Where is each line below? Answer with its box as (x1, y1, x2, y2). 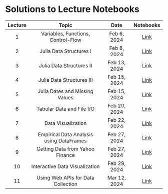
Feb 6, (109, 30, 124, 37)
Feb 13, (107, 59, 126, 66)
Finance (55, 151, 75, 158)
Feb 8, (109, 44, 124, 51)
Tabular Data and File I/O (36, 105, 95, 112)
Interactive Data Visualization (31, 163, 100, 170)
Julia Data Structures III (38, 76, 93, 83)
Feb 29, (107, 159, 126, 166)
